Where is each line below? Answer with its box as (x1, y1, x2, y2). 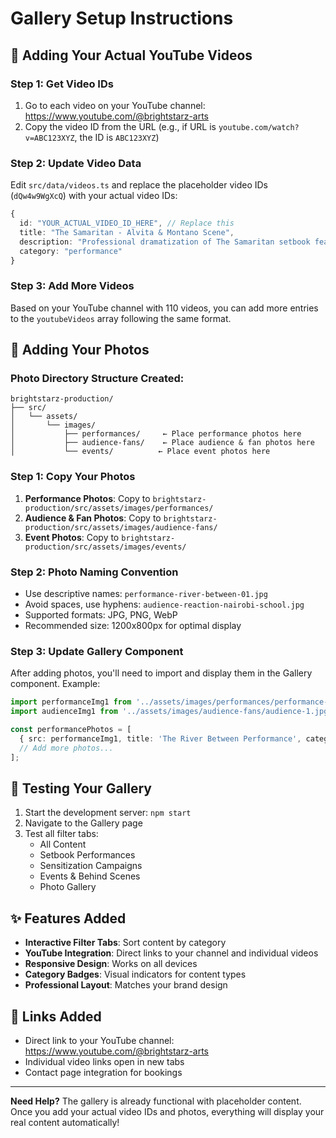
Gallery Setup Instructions (10, 7, 234, 30)
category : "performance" (19, 246, 123, 256)
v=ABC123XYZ (24, 133, 75, 143)
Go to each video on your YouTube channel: (24, 99, 206, 111)
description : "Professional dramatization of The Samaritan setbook (19, 237, 311, 247)
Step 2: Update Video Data (10, 156, 142, 170)
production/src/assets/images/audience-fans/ (24, 522, 218, 532)
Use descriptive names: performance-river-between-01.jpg (24, 588, 268, 599)
